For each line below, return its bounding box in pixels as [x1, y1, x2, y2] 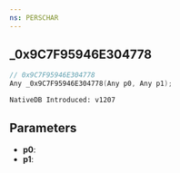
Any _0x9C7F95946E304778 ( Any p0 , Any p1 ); [9, 79, 173, 89]
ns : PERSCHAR [9, 13, 59, 23]
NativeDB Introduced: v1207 [9, 96, 116, 105]
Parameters [9, 120, 77, 136]
